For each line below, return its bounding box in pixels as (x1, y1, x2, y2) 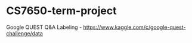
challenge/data (6, 29, 44, 37)
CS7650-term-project (6, 4, 117, 18)
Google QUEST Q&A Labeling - (6, 24, 82, 31)
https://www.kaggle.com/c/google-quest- (83, 24, 186, 31)
